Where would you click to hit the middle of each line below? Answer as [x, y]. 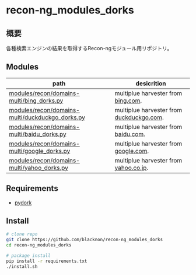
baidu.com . [130, 134]
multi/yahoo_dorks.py [38, 168]
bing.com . [128, 100]
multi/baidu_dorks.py [38, 134]
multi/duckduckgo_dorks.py [47, 117]
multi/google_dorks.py [40, 151]
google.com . [132, 151]
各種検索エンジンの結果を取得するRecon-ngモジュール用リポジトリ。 [89, 48]
